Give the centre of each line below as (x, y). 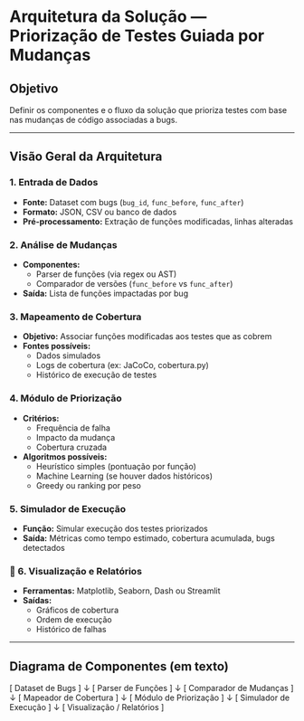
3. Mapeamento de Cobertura (76, 317)
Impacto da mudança (76, 437)
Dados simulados (68, 356)
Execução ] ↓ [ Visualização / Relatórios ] (87, 707)
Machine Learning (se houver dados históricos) (124, 476)
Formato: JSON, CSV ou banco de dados (100, 212)
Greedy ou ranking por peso (89, 485)
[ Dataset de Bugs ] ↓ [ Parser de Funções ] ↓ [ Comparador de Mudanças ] (152, 688)
